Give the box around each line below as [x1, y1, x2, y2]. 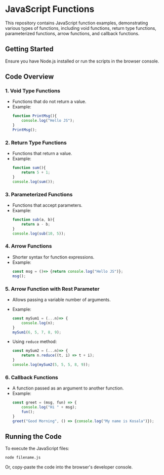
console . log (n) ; [21, 320, 55, 325]
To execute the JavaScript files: [5, 446, 70, 452]
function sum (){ [12, 165, 46, 170]
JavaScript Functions [5, 3, 95, 15]
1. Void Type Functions [5, 87, 61, 94]
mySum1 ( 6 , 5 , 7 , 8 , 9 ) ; [12, 329, 62, 335]
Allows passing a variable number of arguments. [12, 297, 111, 303]
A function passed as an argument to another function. [12, 385, 124, 391]
